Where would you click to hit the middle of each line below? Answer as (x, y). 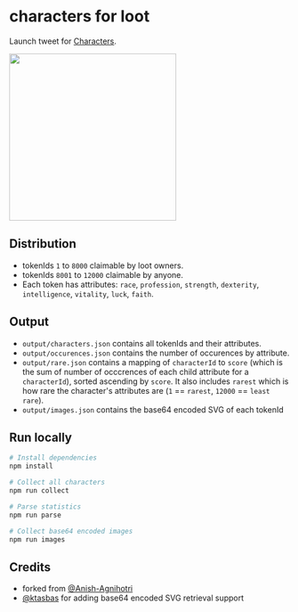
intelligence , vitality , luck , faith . (88, 294)
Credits (30, 567)
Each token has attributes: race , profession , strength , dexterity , (141, 284)
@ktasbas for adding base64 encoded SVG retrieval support (133, 598)
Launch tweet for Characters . (63, 41)
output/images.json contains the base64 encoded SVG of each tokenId (153, 409)
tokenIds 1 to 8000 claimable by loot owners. (103, 265)
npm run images (37, 539)
